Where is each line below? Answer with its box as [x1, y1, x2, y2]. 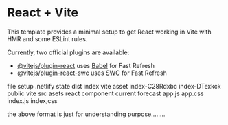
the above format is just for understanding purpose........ [7, 110, 166, 118]
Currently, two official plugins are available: [7, 48, 130, 56]
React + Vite [7, 5, 79, 21]
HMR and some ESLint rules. [7, 34, 88, 43]
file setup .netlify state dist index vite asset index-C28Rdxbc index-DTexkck [7, 82, 221, 90]
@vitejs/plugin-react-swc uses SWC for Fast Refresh [16, 69, 167, 77]
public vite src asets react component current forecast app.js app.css [7, 89, 204, 98]
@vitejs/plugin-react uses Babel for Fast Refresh [16, 61, 155, 69]
